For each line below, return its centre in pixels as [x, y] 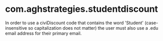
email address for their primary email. [43, 33]
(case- [151, 23]
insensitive [16, 28]
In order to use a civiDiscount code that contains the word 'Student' [75, 23]
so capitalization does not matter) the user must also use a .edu [93, 28]
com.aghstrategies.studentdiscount [81, 9]
